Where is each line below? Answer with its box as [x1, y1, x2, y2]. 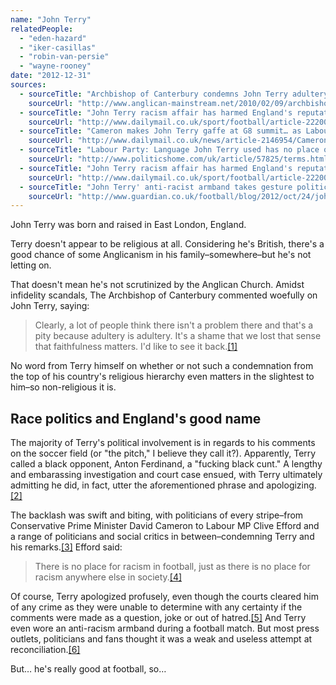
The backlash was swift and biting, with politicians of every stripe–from [10, 509, 304, 521]
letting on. [10, 259, 52, 271]
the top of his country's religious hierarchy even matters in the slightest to [10, 371, 315, 383]
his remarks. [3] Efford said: [10, 541, 123, 553]
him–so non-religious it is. [10, 381, 117, 393]
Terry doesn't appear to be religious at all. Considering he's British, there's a [10, 238, 325, 250]
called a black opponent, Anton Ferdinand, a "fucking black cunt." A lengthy [10, 458, 323, 470]
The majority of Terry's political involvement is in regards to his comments [10, 437, 316, 449]
